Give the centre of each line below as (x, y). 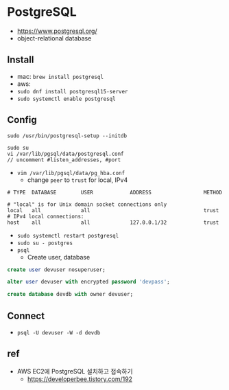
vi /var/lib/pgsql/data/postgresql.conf (66, 154)
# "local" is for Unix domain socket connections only (87, 204)
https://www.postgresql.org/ (57, 31)
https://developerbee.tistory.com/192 (80, 379)
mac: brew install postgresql (60, 76)
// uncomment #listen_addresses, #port (64, 160)
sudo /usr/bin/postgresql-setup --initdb (67, 136)
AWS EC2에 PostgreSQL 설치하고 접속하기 (75, 371)
